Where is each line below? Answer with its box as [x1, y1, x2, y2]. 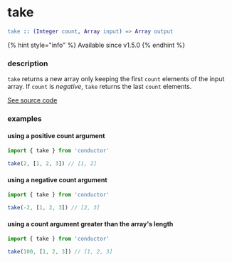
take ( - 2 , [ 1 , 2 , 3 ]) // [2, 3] [7, 204, 100, 211]
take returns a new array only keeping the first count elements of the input [7, 75, 225, 83]
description [7, 58, 48, 68]
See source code [7, 96, 58, 105]
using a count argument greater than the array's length [7, 219, 174, 228]
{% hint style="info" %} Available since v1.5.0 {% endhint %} [7, 41, 186, 49]
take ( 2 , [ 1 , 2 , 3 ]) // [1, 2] [7, 160, 97, 167]
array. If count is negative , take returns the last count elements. [7, 83, 192, 91]
